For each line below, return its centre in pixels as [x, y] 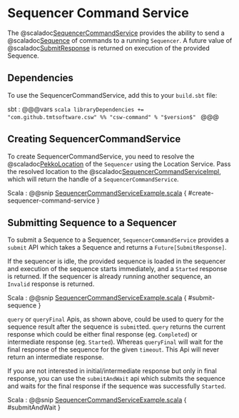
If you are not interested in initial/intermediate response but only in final [112, 371]
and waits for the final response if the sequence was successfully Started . [117, 386]
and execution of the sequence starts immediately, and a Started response [117, 269]
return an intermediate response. [56, 357]
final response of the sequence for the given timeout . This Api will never [113, 350]
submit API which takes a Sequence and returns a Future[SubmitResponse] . [117, 248]
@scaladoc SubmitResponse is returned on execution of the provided [109, 48]
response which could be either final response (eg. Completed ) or [102, 335]
